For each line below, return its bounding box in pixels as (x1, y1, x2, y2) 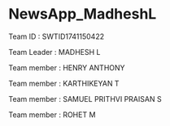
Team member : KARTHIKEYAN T (8, 78, 120, 88)
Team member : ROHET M (8, 110, 96, 120)
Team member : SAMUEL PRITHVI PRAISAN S (8, 94, 162, 103)
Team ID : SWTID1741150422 (8, 31, 104, 41)
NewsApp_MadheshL (8, 5, 157, 23)
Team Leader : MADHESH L (8, 47, 101, 57)
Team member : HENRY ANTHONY (8, 62, 125, 73)
